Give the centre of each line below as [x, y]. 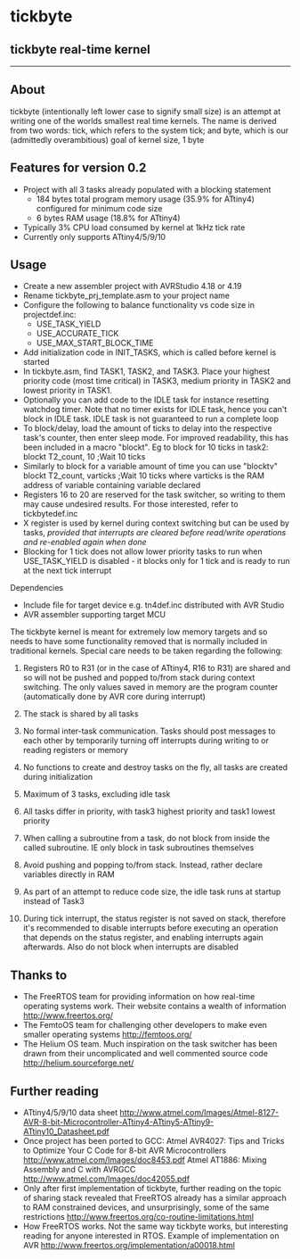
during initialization [58, 777]
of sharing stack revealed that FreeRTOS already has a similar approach [155, 1198]
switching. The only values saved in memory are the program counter [150, 687]
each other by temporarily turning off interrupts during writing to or [146, 741]
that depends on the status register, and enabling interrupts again [143, 938]
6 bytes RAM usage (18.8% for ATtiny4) [108, 218]
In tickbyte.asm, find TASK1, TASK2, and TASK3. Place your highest [146, 371]
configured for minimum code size [99, 208]
